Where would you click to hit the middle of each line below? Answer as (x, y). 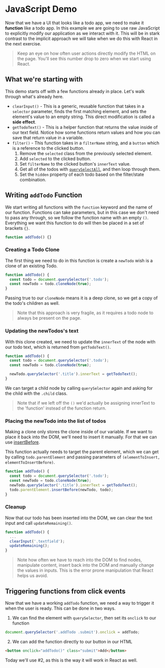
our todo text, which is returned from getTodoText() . (58, 347)
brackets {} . (17, 228)
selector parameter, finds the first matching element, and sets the (79, 111)
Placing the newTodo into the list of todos (56, 421)
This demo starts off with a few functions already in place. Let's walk (75, 91)
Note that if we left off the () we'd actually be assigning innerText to (86, 403)
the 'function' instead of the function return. (62, 408)
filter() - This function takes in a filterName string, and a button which (86, 143)
